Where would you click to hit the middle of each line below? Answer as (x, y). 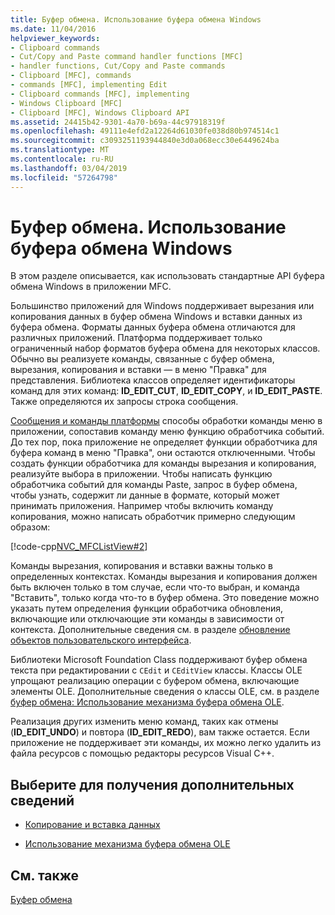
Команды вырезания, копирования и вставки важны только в (141, 566)
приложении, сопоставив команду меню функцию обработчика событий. (167, 432)
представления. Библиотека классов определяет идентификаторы (153, 380)
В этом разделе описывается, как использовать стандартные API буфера (167, 276)
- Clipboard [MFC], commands (71, 76)
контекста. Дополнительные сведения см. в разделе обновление (150, 630)
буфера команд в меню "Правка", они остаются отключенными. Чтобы (163, 453)
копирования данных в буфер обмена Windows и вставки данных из (156, 317)
